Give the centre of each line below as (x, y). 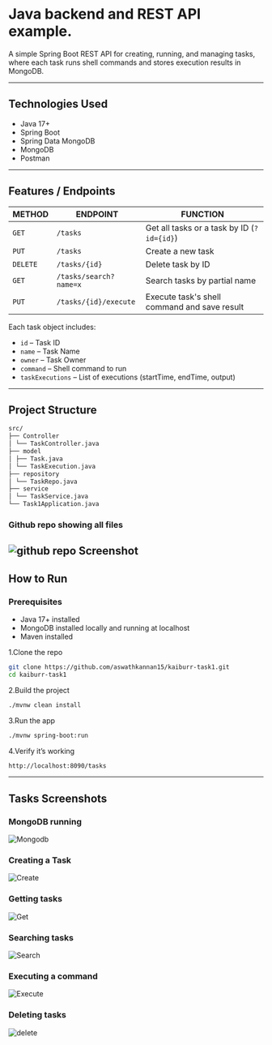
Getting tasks (36, 899)
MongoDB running (45, 821)
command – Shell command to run (73, 368)
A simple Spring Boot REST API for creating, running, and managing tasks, (132, 54)
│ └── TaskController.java (54, 444)
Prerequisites (35, 602)
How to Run (38, 578)
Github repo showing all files (66, 525)
